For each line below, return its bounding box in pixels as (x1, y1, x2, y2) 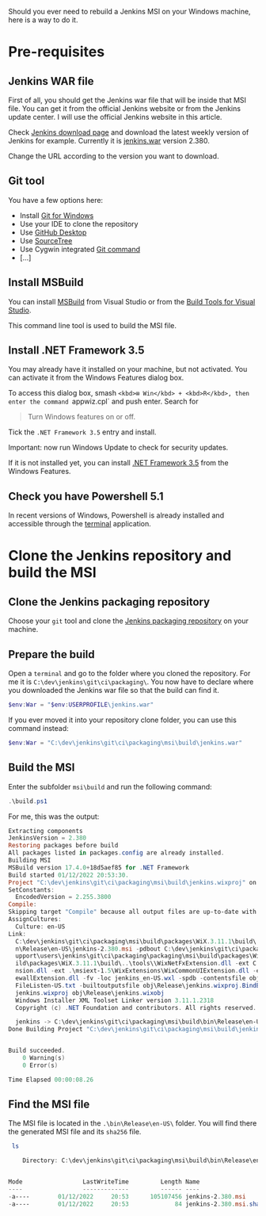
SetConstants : (8, 885, 55, 894)
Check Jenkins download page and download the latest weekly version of (8, 128, 249, 137)
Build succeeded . (8, 1046, 66, 1055)
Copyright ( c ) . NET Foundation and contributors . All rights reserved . (15, 1004, 257, 1011)
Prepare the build (8, 648, 95, 661)
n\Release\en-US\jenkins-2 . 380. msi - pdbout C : (15, 945, 172, 953)
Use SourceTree (19, 235, 73, 245)
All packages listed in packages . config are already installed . (8, 849, 225, 857)
